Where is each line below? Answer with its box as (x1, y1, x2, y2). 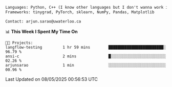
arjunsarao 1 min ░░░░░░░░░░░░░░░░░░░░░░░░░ (5, 62, 166, 68)
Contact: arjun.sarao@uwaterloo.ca (5, 18, 81, 24)
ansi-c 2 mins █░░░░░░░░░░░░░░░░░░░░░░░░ (5, 54, 166, 59)
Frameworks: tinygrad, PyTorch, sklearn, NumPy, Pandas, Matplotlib (5, 9, 155, 15)
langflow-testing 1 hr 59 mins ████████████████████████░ (5, 45, 166, 50)
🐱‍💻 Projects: (5, 40, 33, 46)
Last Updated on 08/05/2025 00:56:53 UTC (5, 76, 98, 82)
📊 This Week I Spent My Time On (5, 28, 78, 34)
